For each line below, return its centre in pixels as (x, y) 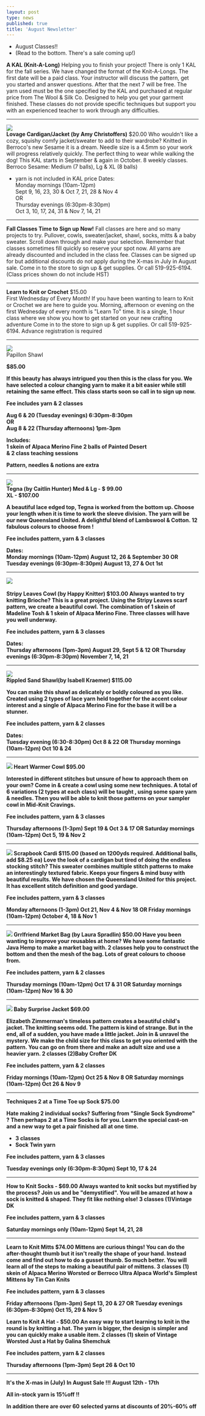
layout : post (23, 12)
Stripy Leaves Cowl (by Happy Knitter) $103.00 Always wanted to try (95, 594)
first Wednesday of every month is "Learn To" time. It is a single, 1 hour (95, 312)
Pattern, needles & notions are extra (53, 465)
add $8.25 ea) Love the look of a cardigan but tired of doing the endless (99, 860)
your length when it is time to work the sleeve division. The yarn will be (98, 514)
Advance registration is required (62, 331)
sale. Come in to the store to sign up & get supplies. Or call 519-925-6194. (99, 268)
